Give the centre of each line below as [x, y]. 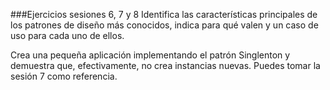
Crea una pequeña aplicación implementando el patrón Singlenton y [150, 55]
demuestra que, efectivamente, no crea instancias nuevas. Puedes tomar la [165, 65]
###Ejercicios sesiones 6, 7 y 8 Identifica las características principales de [164, 14]
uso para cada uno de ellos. [67, 35]
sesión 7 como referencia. [64, 76]
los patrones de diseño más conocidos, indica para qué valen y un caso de [164, 25]
